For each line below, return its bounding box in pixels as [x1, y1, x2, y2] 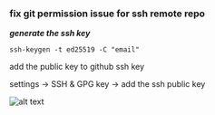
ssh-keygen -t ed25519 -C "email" [9, 45, 141, 54]
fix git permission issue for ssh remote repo [9, 7, 206, 20]
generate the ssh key [9, 28, 91, 39]
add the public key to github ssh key [9, 62, 145, 72]
